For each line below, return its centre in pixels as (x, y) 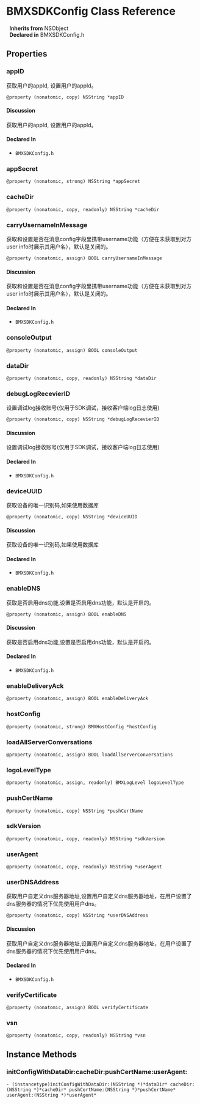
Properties (27, 54)
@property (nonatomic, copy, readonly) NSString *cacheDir (83, 209)
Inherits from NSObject (39, 28)
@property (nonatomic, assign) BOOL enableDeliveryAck (77, 699)
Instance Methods (42, 1054)
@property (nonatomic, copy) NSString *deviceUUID (72, 517)
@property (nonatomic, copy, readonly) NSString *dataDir (81, 378)
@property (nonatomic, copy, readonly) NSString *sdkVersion (86, 839)
